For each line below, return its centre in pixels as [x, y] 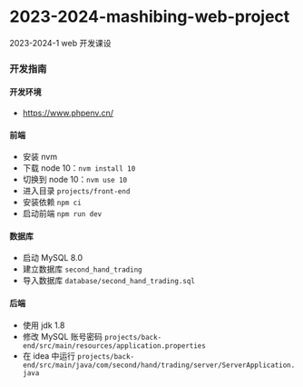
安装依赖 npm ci [52, 203]
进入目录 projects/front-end [76, 191]
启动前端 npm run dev [62, 213]
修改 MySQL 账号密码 [62, 336]
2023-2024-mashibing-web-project [150, 17]
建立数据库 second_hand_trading [82, 269]
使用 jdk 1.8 [44, 325]
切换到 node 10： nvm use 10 [75, 180]
